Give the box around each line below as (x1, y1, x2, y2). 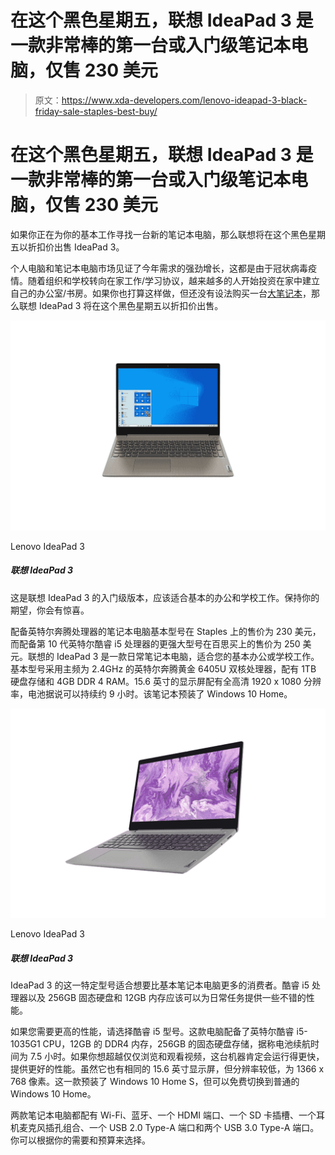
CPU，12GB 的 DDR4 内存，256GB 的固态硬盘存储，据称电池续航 (42, 1038, 312, 1050)
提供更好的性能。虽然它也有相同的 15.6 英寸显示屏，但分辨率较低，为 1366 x (10, 1063, 325, 1075)
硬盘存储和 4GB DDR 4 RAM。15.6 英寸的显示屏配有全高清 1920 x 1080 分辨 (10, 675, 322, 687)
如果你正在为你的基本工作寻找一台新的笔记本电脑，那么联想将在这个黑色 (10, 228, 308, 240)
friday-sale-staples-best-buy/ (34, 105, 158, 117)
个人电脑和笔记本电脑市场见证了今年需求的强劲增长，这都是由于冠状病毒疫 (10, 262, 317, 274)
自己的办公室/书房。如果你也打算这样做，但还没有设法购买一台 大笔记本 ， (10, 287, 312, 299)
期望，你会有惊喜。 (10, 604, 90, 616)
